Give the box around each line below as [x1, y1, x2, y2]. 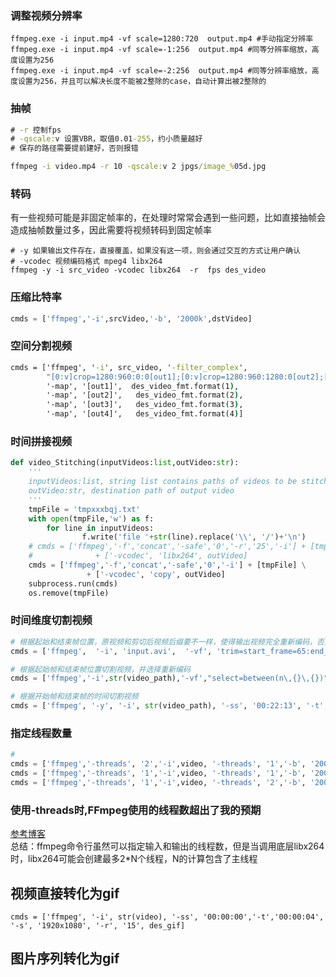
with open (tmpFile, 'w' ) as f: [28, 513, 155, 524]
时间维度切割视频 [10, 613, 93, 627]
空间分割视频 [10, 339, 73, 353]
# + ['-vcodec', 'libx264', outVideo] [28, 551, 248, 561]
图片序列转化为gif [10, 950, 120, 967]
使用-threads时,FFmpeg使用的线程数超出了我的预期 [10, 803, 262, 817]
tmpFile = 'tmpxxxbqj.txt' [28, 504, 141, 514]
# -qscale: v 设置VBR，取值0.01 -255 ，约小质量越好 [10, 134, 203, 144]
